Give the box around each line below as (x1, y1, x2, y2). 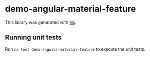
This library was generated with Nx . (5, 19, 76, 25)
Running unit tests (5, 33, 62, 42)
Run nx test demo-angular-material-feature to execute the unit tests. (5, 46, 146, 52)
